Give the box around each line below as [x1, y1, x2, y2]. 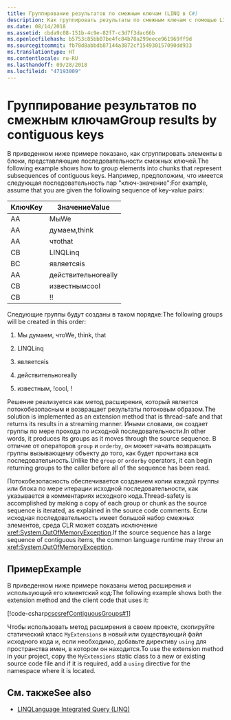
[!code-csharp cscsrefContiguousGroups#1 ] [7, 610, 131, 618]
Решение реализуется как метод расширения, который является [7, 398, 199, 406]
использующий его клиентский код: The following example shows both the [7, 589, 222, 597]
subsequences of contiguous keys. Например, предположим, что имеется [7, 172, 223, 180]
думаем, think [49, 226, 94, 235]
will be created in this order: [7, 318, 87, 326]
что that [49, 237, 74, 246]
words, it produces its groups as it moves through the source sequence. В [7, 434, 217, 443]
